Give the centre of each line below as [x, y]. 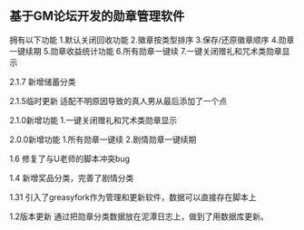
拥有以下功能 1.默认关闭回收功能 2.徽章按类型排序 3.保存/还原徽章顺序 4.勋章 [152, 40]
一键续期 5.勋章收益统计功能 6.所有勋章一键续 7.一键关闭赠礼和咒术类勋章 [146, 51]
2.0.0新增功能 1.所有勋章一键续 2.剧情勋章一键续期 [103, 139]
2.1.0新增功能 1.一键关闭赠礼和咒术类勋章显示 [93, 120]
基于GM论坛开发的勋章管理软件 [97, 16]
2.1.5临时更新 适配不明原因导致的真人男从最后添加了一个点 [118, 101]
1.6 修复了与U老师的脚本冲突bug [69, 158]
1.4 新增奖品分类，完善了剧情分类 [72, 177]
